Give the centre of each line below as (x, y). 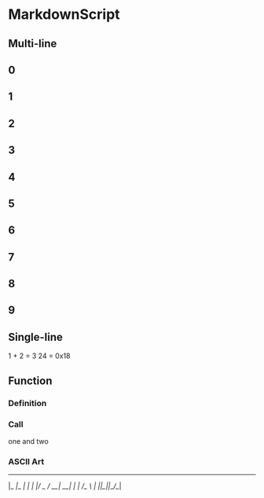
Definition (27, 403)
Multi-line (33, 44)
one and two (28, 441)
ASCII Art (26, 461)
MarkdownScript (64, 15)
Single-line (35, 337)
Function (30, 381)
